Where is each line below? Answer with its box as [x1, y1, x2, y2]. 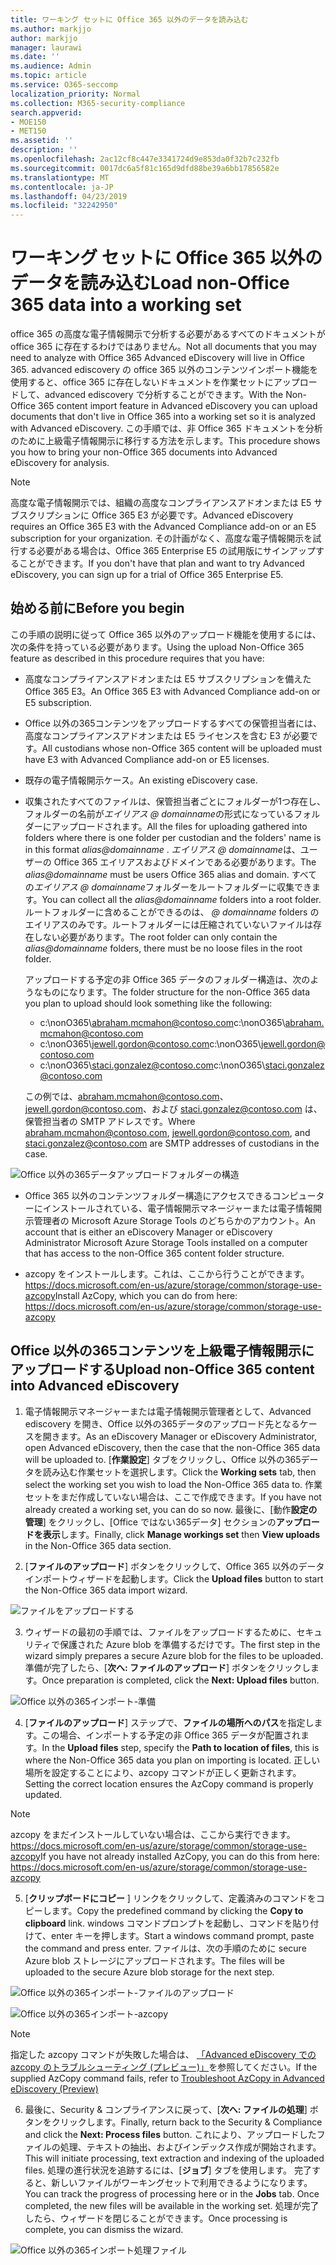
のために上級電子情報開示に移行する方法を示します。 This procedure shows [10, 435, 321, 447]
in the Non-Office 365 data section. [24, 1539, 172, 1551]
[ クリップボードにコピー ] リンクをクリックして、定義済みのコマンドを [24, 1892, 317, 1904]
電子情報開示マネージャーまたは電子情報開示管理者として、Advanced [24, 1405, 312, 1417]
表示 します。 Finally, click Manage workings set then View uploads [42, 1528, 320, 1540]
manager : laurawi [10, 42, 83, 53]
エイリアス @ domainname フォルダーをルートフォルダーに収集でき [33, 881, 312, 893]
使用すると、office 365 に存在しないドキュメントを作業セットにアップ [10, 376, 300, 388]
